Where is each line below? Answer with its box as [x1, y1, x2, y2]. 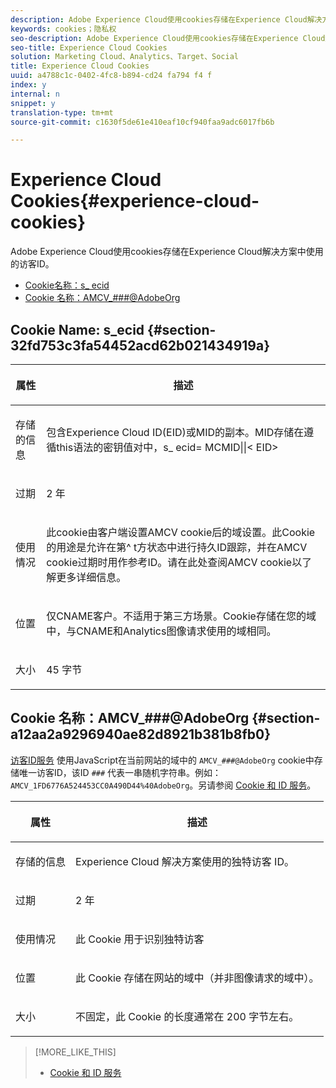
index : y [10, 80, 47, 90]
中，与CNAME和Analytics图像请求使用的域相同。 [46, 624, 277, 638]
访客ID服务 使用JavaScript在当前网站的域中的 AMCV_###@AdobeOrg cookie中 [10, 754, 315, 766]
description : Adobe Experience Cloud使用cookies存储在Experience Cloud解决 [10, 14, 323, 25]
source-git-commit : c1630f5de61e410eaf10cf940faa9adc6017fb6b [10, 117, 275, 127]
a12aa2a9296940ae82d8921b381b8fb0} [10, 726, 272, 743]
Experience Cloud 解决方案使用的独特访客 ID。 [75, 854, 295, 868]
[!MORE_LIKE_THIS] [34, 1046, 117, 1058]
